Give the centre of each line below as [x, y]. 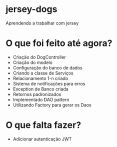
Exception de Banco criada [41, 89]
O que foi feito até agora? [59, 43]
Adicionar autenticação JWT [42, 139]
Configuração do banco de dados [48, 67]
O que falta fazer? [43, 125]
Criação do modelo [33, 62]
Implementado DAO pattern [41, 99]
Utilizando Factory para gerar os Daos [52, 105]
